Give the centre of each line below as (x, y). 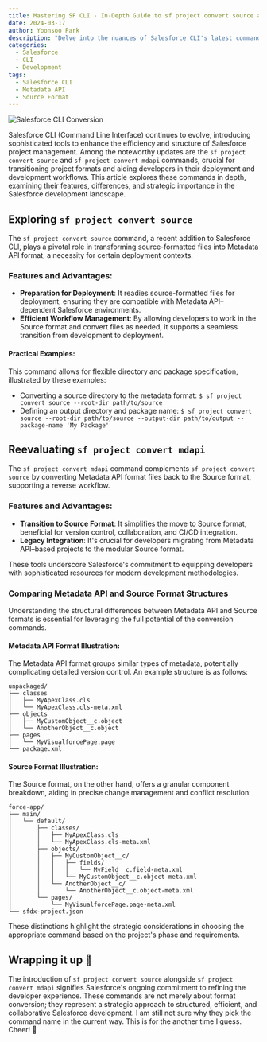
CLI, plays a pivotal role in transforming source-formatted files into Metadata (133, 247)
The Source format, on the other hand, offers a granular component (119, 784)
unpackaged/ (28, 686)
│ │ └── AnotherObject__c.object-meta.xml (101, 891)
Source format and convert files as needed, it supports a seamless (129, 327)
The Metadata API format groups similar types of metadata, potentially (123, 663)
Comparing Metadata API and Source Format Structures (118, 593)
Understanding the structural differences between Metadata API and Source (133, 610)
